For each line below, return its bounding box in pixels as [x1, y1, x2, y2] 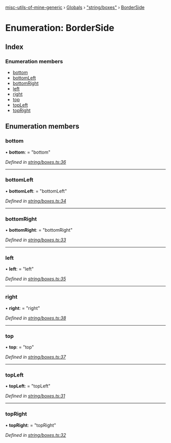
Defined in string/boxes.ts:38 [5, 315, 66, 321]
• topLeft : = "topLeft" [5, 383, 51, 389]
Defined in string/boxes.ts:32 [5, 432, 66, 438]
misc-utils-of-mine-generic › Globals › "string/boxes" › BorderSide [5, 5, 145, 10]
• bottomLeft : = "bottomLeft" [5, 188, 67, 194]
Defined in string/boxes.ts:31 [5, 393, 65, 399]
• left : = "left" [5, 266, 34, 272]
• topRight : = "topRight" [5, 422, 56, 428]
